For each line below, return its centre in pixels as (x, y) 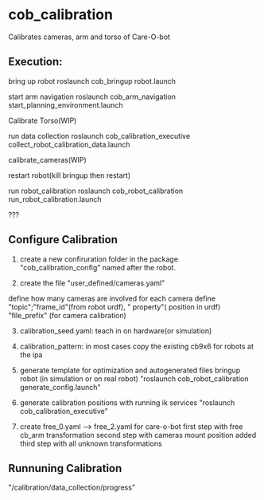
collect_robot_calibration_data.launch (69, 144)
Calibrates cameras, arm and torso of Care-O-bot (89, 37)
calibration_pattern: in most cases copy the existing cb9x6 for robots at (137, 346)
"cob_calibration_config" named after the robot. (98, 267)
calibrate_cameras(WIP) (48, 159)
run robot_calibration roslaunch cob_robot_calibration (96, 191)
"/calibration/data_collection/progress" (72, 487)
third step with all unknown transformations (91, 443)
